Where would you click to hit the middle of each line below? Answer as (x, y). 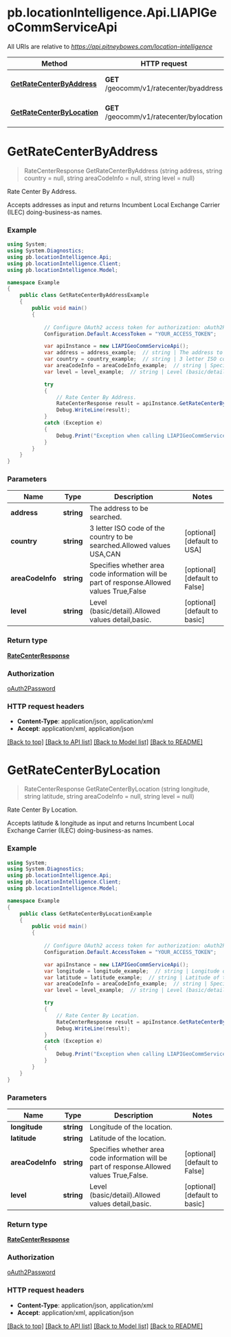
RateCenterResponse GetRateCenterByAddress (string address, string (123, 170)
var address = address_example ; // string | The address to (133, 353)
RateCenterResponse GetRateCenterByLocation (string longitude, (117, 789)
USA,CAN (105, 554)
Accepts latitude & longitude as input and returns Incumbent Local (101, 823)
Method (54, 64)
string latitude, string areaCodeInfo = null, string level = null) (109, 797)
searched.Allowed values (130, 545)
